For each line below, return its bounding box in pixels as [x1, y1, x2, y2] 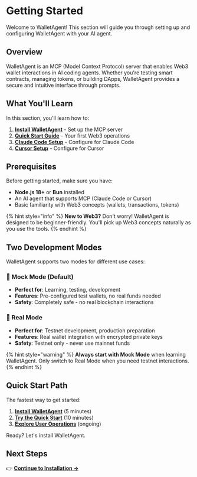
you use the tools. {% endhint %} [6, 226, 87, 233]
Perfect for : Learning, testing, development [14, 286, 121, 293]
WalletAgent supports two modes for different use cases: [6, 258, 145, 265]
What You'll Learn [6, 99, 73, 109]
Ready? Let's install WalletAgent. [6, 432, 86, 439]
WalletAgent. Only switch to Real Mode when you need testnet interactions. [6, 357, 190, 364]
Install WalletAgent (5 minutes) [14, 407, 92, 414]
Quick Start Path [6, 381, 68, 391]
